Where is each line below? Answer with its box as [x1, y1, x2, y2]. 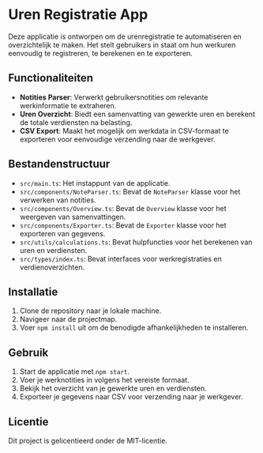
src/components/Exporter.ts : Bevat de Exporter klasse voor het [19, 220, 227, 230]
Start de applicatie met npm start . [19, 367, 130, 376]
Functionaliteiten [8, 71, 93, 85]
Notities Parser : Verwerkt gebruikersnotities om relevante [19, 92, 209, 102]
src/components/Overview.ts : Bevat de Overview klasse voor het [19, 203, 227, 213]
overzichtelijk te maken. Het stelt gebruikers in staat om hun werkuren [8, 40, 236, 49]
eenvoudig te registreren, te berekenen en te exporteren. [8, 48, 193, 58]
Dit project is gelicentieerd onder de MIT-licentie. [8, 436, 168, 445]
